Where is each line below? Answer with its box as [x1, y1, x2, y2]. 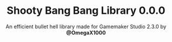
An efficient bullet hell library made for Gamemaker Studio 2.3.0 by [5, 23, 167, 30]
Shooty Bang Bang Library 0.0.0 [6, 4, 166, 17]
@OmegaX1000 [66, 29, 106, 36]
